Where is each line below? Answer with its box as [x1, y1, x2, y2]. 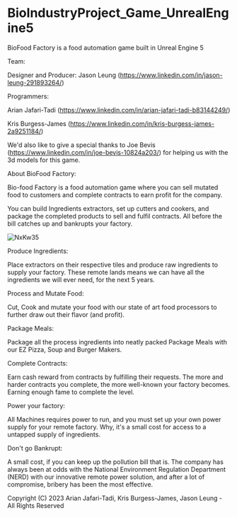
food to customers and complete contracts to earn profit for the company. [7, 190, 223, 199]
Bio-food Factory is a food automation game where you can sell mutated [7, 182, 219, 192]
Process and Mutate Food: [7, 289, 84, 298]
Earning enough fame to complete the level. [7, 388, 134, 396]
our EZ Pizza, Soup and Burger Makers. [7, 345, 122, 354]
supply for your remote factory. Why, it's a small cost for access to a [7, 422, 207, 431]
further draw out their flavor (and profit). [7, 310, 125, 319]
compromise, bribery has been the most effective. [7, 480, 154, 489]
